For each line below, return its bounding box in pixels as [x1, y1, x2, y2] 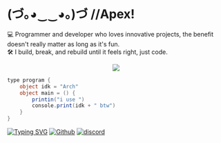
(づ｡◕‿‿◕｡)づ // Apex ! [7, 6, 135, 22]
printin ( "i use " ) [32, 96, 85, 103]
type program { [7, 77, 51, 84]
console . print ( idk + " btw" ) [32, 102, 116, 109]
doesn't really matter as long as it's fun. [7, 39, 120, 48]
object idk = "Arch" [19, 83, 79, 90]
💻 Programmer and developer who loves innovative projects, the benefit [7, 30, 214, 38]
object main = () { [19, 89, 76, 97]
